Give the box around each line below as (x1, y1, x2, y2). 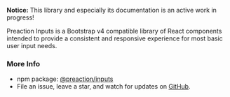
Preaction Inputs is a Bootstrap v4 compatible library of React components (6, 27, 222, 35)
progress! (6, 13, 34, 22)
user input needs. (6, 42, 57, 50)
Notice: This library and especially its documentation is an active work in (6, 6, 217, 14)
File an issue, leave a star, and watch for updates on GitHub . (16, 82, 191, 91)
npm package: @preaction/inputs (16, 75, 114, 83)
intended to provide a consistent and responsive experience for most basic (6, 34, 224, 43)
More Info (6, 59, 41, 68)
